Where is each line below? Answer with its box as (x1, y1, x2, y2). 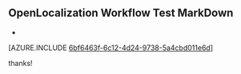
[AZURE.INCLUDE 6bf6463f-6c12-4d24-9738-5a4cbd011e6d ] (8, 43, 214, 53)
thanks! (8, 58, 34, 68)
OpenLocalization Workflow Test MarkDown (8, 6, 234, 20)
